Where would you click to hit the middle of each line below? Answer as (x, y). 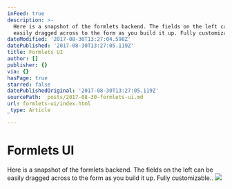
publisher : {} (28, 65)
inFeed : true (26, 13)
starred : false (29, 84)
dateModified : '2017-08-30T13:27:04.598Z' (69, 39)
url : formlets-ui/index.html (49, 104)
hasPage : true (28, 78)
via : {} (18, 71)
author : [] (23, 59)
